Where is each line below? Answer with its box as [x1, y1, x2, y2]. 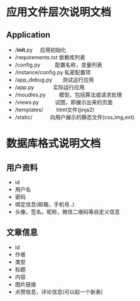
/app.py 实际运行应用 [14, 84, 85, 90]
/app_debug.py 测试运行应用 [14, 76, 95, 83]
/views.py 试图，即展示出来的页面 [14, 99, 113, 105]
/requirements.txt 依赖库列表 [14, 54, 86, 60]
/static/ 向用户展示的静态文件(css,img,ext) [14, 114, 135, 120]
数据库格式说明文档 [6, 137, 101, 150]
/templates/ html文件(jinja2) [14, 106, 95, 113]
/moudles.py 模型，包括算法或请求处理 [14, 91, 122, 98]
